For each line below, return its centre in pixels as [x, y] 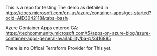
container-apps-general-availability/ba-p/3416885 [58, 38]
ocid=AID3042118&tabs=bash [37, 18]
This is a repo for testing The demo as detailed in [57, 7]
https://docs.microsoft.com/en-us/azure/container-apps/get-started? [78, 13]
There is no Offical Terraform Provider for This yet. [59, 48]
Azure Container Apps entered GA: [42, 28]
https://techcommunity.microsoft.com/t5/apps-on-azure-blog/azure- [78, 33]
